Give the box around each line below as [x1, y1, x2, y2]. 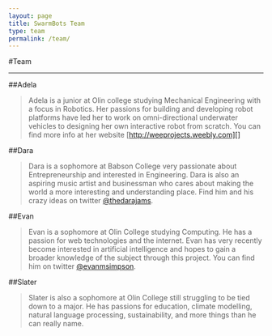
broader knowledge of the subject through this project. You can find [28, 253, 255, 263]
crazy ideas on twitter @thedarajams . [28, 196, 154, 206]
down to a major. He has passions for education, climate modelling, [28, 301, 253, 312]
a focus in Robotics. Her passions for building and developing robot [28, 104, 253, 114]
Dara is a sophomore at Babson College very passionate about [28, 161, 237, 171]
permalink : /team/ [8, 34, 70, 43]
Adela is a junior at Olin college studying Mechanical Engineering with [28, 96, 261, 105]
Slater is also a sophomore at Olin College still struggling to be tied [28, 293, 250, 303]
